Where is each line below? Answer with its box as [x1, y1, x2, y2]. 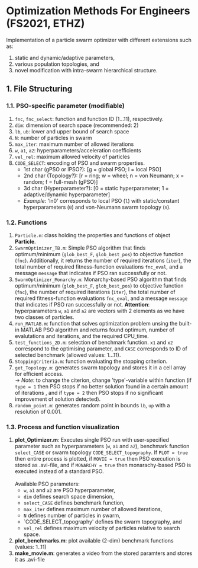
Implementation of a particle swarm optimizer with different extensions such [6, 36, 192, 43]
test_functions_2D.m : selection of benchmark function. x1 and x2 [14, 339, 173, 346]
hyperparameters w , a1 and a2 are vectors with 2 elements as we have [14, 307, 185, 314]
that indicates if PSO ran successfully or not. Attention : [14, 301, 150, 308]
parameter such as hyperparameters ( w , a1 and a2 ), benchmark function [14, 443, 190, 450]
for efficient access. [14, 370, 64, 377]
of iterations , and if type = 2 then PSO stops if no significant [14, 389, 164, 396]
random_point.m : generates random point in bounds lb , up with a [14, 401, 170, 409]
